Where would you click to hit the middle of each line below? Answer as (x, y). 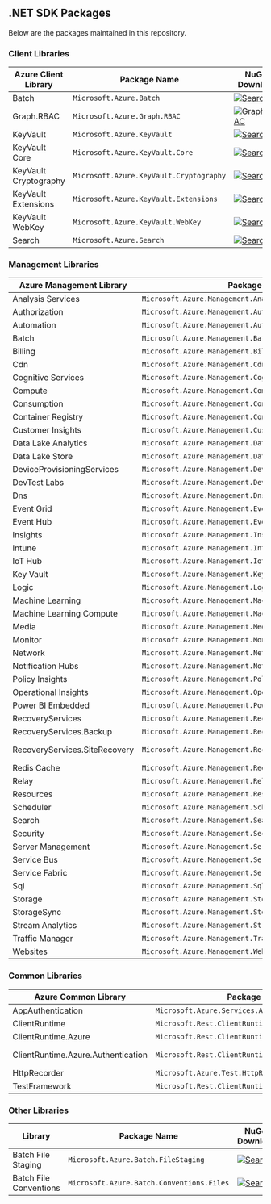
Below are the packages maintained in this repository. (98, 32)
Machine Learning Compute (65, 614)
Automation (34, 325)
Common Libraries (46, 976)
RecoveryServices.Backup (63, 732)
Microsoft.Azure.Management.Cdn (204, 365)
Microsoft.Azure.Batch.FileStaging (136, 1160)
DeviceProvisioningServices (66, 470)
